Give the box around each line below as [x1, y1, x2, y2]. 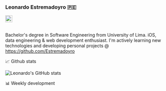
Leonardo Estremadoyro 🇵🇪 [5, 4, 77, 11]
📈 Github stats [5, 58, 37, 65]
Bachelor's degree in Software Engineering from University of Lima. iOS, [5, 32, 156, 38]
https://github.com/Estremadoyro [5, 48, 75, 54]
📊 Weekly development [5, 80, 55, 86]
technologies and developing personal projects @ [5, 43, 109, 49]
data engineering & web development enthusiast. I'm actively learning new [5, 37, 161, 44]
